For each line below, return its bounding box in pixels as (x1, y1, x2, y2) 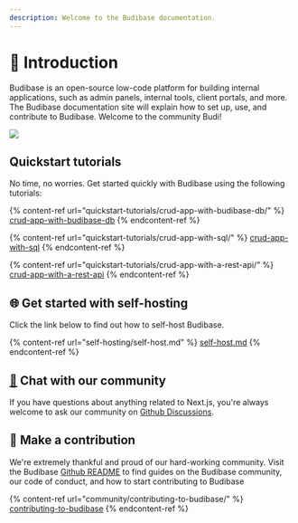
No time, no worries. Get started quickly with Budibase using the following (9, 178, 285, 189)
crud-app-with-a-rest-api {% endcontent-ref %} (9, 269, 190, 281)
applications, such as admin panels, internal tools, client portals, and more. (9, 91, 288, 102)
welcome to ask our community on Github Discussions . (9, 406, 215, 417)
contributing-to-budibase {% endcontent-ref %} (9, 503, 190, 514)
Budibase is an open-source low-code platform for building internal (9, 82, 260, 93)
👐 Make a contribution (9, 433, 135, 448)
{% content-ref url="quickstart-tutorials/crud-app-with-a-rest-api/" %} (9, 260, 275, 271)
